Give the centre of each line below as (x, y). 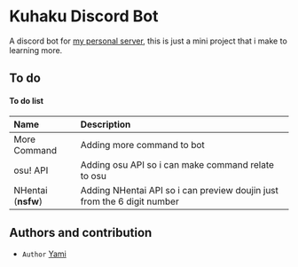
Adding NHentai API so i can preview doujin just (180, 190)
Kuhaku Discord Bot (84, 16)
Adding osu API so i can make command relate (177, 164)
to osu (93, 176)
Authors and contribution (81, 232)
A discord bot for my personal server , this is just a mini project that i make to (149, 41)
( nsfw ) (28, 201)
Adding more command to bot (143, 145)
